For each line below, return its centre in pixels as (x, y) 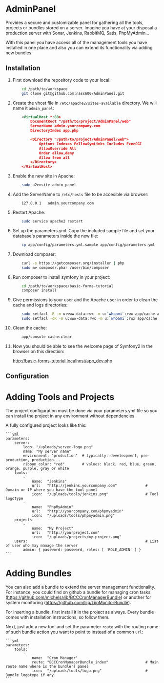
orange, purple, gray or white (37, 469)
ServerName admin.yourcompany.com (65, 126)
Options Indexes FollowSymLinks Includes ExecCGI (90, 144)
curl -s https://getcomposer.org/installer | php (73, 263)
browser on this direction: (38, 351)
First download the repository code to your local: (61, 80)
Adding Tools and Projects (60, 397)
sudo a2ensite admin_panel (49, 185)
